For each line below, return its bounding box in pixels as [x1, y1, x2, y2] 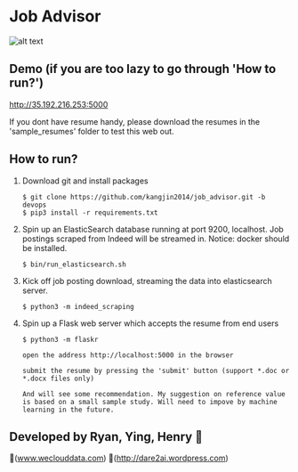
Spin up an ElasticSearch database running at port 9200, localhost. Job [21, 224, 285, 234]
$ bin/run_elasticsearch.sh [21, 260, 126, 269]
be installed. [21, 242, 68, 253]
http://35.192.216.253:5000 [9, 99, 109, 110]
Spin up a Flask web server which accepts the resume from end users [21, 318, 279, 329]
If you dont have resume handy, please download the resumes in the [9, 116, 261, 126]
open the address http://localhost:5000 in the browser [21, 350, 234, 360]
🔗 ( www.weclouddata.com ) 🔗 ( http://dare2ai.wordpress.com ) [9, 452, 229, 464]
